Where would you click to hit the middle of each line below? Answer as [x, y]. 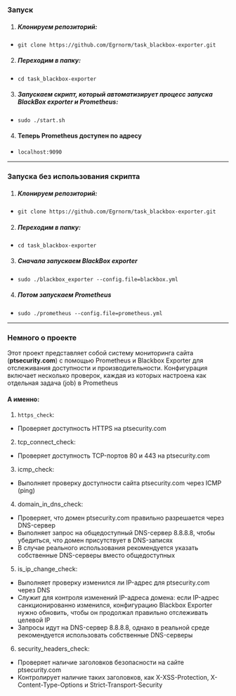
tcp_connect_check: [46, 442]
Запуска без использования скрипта [74, 176]
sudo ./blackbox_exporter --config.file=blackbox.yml [98, 279]
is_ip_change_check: [47, 569]
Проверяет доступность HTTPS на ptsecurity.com [92, 429]
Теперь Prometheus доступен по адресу [79, 136]
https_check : [36, 415]
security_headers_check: [53, 649]
